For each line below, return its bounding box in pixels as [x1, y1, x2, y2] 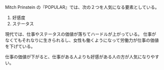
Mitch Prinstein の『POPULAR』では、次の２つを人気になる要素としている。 [5, 4, 160, 10]
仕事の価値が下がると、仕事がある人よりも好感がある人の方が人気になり [5, 54, 151, 60]
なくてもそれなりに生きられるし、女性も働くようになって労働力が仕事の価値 [5, 37, 159, 43]
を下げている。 [5, 44, 35, 49]
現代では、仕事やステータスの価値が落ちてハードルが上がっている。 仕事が [5, 31, 157, 37]
